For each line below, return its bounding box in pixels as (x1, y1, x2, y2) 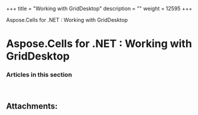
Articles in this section (6, 71, 72, 79)
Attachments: (6, 101, 58, 111)
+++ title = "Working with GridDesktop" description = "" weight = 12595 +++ (6, 5, 193, 12)
